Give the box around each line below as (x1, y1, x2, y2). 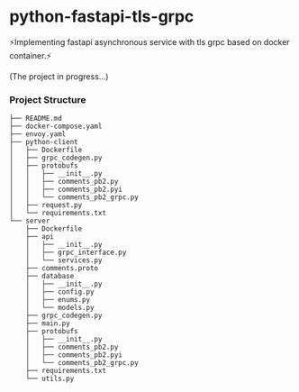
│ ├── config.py (25, 287, 95, 296)
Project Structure (9, 93, 86, 105)
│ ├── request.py (9, 201, 83, 210)
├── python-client (9, 138, 78, 147)
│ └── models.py (25, 304, 95, 313)
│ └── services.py (25, 256, 103, 265)
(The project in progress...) (9, 70, 109, 82)
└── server (9, 216, 50, 226)
